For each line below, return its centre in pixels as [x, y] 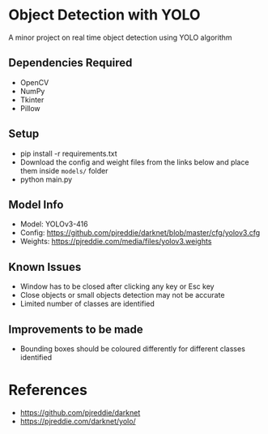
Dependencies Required [70, 63]
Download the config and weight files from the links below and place [134, 162]
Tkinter [32, 100]
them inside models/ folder [64, 170]
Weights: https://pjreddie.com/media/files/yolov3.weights [116, 242]
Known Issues [45, 266]
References [48, 390]
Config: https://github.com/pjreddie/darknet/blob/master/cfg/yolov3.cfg [140, 233]
